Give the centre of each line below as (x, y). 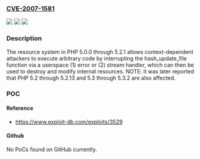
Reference (20, 108)
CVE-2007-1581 (31, 9)
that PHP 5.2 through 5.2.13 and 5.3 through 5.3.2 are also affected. (91, 78)
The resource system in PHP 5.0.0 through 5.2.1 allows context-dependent (100, 52)
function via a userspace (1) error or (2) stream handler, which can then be (100, 65)
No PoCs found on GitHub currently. (52, 149)
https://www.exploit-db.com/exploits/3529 (69, 122)
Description (24, 39)
